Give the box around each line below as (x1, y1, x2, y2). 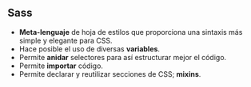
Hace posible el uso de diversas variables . (18, 43, 161, 54)
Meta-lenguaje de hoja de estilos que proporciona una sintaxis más (18, 27, 243, 36)
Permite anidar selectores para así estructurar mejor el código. (18, 52, 227, 62)
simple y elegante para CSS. (18, 36, 113, 45)
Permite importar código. (18, 61, 103, 70)
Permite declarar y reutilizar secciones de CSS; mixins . (18, 69, 201, 78)
